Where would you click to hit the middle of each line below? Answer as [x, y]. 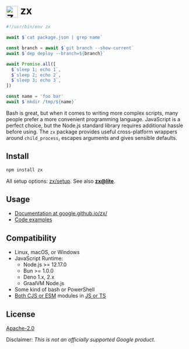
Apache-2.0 [20, 329]
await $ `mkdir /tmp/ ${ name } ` [41, 102]
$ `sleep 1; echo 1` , [36, 69]
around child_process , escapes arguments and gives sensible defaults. [92, 138]
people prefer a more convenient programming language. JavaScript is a [93, 119]
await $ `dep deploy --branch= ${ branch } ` [56, 53]
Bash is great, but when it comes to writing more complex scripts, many [92, 113]
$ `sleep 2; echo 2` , [36, 75]
